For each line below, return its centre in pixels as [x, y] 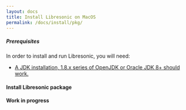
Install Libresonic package [39, 87]
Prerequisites [23, 41]
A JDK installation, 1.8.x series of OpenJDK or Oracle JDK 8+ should [97, 68]
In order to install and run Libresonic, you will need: [68, 56]
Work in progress [28, 100]
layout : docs [22, 11]
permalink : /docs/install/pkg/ [44, 22]
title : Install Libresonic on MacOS [51, 17]
